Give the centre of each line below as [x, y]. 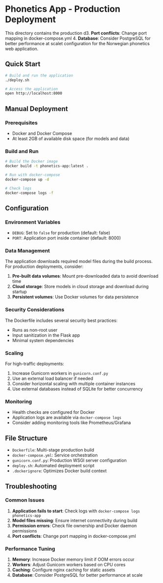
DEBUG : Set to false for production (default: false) [61, 233]
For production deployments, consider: [44, 266]
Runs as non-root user [35, 330]
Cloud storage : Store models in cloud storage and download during [80, 287]
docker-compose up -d [27, 179]
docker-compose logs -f [29, 193]
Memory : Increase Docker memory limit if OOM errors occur [73, 559]
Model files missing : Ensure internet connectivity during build [75, 520]
